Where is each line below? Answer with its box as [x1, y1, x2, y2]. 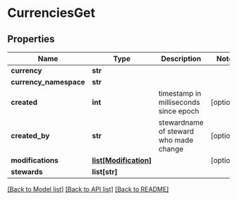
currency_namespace [11, 77, 86, 87]
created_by [11, 131, 50, 140]
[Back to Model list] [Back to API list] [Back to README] [7, 185, 169, 193]
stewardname [158, 118, 204, 127]
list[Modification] [92, 156, 152, 165]
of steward [158, 127, 194, 136]
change [158, 144, 184, 154]
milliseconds [158, 97, 200, 107]
